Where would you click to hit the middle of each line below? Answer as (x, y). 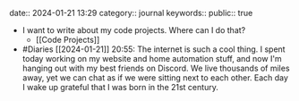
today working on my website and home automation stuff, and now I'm (152, 59)
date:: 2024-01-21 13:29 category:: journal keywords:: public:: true (131, 13)
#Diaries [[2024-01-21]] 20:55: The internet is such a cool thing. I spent (154, 49)
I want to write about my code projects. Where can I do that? (134, 30)
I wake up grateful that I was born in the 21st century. (120, 87)
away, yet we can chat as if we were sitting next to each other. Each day (155, 78)
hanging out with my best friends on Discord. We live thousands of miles (156, 68)
